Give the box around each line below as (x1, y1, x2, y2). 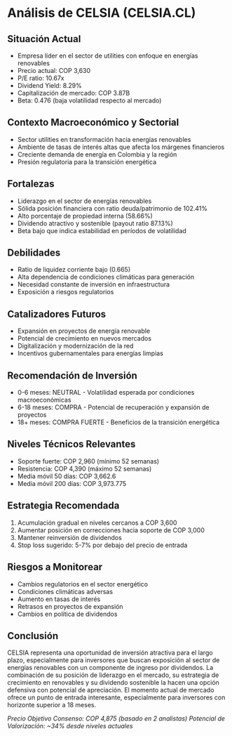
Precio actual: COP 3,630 (17, 67, 91, 74)
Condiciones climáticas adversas (17, 587, 114, 596)
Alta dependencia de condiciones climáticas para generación (17, 272, 195, 282)
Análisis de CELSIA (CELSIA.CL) (7, 5, 196, 21)
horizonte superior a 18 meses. (7, 701, 97, 709)
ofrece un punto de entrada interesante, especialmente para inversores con (7, 693, 226, 702)
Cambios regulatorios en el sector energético (17, 579, 149, 588)
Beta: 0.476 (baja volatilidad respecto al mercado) (17, 96, 162, 105)
